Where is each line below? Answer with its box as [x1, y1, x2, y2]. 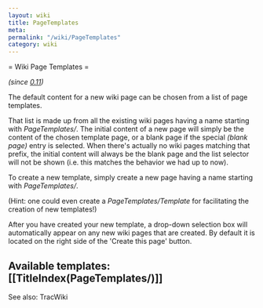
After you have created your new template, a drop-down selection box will [8, 220, 248, 230]
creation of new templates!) [8, 205, 97, 214]
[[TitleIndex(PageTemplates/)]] [8, 271, 163, 284]
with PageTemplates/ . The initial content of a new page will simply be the [8, 125, 245, 134]
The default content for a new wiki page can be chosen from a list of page [8, 92, 248, 102]
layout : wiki [8, 11, 51, 20]
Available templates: [8, 259, 111, 273]
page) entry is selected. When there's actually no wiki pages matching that [8, 141, 250, 150]
